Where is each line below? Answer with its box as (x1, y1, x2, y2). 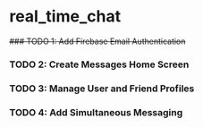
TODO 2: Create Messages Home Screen (9, 58, 190, 71)
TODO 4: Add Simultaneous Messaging (9, 106, 183, 118)
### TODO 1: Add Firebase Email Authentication (9, 36, 186, 47)
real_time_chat (9, 6, 122, 27)
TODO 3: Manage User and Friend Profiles (9, 82, 195, 95)
